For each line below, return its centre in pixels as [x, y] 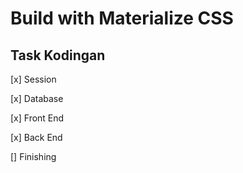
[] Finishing [33, 156]
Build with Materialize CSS [122, 18]
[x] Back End [36, 137]
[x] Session [33, 79]
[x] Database [37, 98]
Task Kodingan [58, 55]
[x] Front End [37, 118]
